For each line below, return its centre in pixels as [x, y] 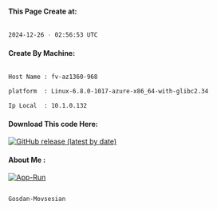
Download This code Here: [53, 124]
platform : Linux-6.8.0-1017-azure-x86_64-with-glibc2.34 [108, 92]
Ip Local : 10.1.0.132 [48, 106]
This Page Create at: [43, 11]
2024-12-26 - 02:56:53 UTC [53, 35]
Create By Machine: [42, 53]
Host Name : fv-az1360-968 [53, 77]
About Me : [27, 160]
